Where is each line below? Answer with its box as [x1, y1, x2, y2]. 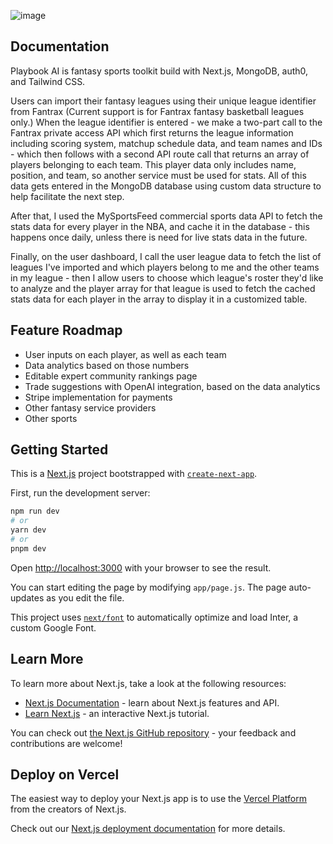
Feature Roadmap [10, 322, 123, 339]
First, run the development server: [10, 487, 151, 499]
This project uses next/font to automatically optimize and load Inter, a [10, 611, 299, 623]
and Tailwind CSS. [10, 75, 86, 87]
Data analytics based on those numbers [24, 359, 190, 371]
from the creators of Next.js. [10, 803, 127, 815]
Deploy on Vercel [10, 766, 120, 784]
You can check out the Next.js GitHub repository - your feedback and [10, 726, 297, 739]
